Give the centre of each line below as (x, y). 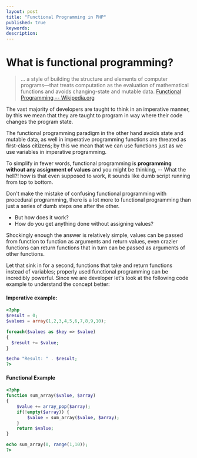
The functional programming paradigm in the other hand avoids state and (95, 133)
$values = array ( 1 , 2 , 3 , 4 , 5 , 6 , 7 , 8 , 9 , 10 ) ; (56, 321)
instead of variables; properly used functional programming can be (87, 272)
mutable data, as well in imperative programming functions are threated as (96, 140)
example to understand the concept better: (58, 284)
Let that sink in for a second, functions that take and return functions (89, 265)
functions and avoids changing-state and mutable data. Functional (101, 91)
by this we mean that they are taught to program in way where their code (94, 116)
